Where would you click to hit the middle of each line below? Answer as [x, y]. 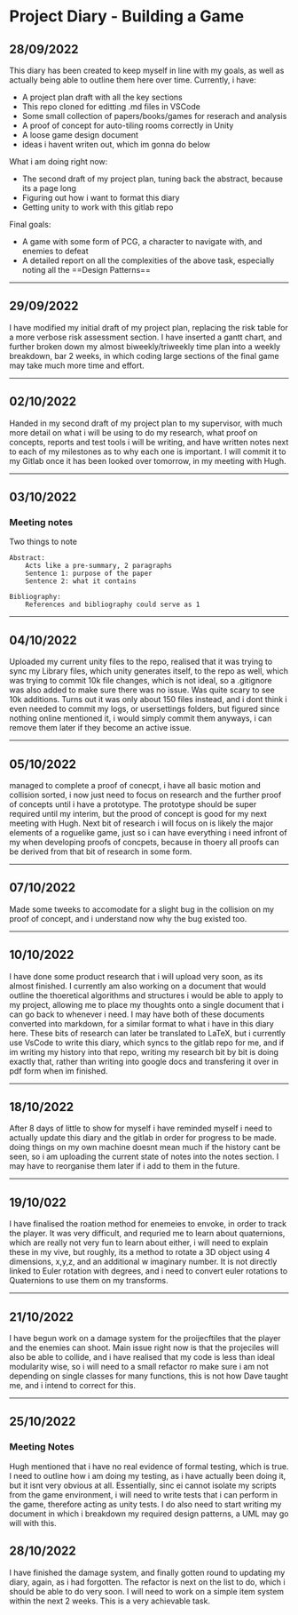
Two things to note [43, 542]
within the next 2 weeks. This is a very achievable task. [110, 1601]
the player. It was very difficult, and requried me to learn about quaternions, [147, 1234]
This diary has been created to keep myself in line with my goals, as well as [147, 70]
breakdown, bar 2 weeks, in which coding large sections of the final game [144, 356]
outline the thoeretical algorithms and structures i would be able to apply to [146, 995]
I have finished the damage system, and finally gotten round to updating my [147, 1572]
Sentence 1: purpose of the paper [89, 574]
